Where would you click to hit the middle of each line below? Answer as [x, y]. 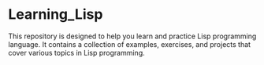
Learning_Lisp [56, 14]
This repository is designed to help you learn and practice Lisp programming [132, 36]
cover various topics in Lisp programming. [77, 52]
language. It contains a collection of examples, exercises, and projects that [129, 44]
